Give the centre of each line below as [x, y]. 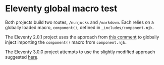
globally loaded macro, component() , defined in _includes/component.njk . [80, 27]
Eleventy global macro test [61, 9]
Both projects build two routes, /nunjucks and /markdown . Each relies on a [80, 22]
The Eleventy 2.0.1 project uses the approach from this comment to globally [82, 37]
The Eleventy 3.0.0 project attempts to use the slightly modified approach [80, 52]
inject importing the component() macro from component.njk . [66, 42]
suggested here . [22, 57]
